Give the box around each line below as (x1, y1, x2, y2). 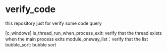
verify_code (5, 4, 56, 15)
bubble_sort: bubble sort (5, 41, 57, 47)
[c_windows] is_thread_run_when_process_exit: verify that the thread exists (5, 30, 162, 36)
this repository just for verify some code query (5, 20, 102, 26)
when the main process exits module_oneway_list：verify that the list (5, 36, 148, 42)
